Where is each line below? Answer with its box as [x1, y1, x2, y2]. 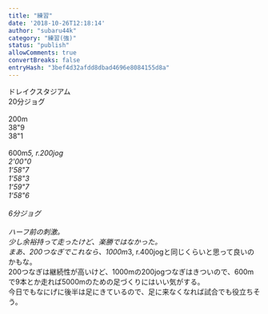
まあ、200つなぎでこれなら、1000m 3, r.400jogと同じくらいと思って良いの [8, 247, 254, 256]
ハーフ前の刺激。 [8, 227, 65, 236]
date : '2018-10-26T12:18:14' [8, 19, 106, 27]
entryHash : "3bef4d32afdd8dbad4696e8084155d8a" [8, 64, 170, 72]
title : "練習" [8, 11, 54, 20]
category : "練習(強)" [8, 34, 77, 42]
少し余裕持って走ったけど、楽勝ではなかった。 [8, 236, 162, 246]
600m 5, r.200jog [8, 148, 64, 157]
